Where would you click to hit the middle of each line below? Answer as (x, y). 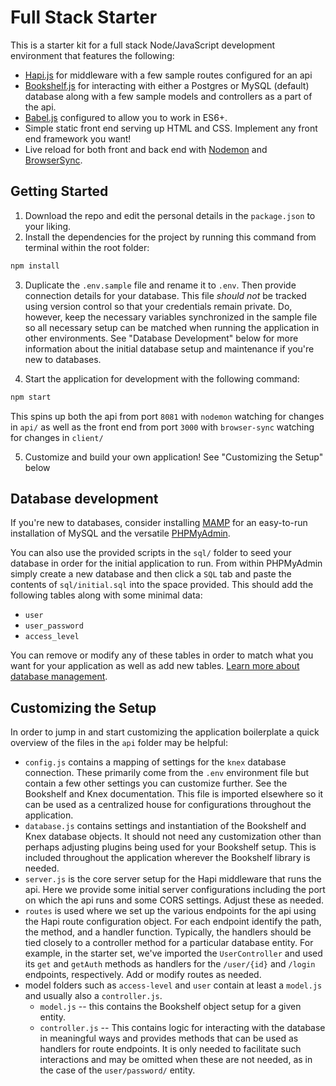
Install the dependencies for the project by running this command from (170, 237)
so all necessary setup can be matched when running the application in (172, 327)
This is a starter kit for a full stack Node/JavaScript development (143, 45)
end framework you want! (78, 138)
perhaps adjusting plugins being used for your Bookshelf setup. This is (170, 847)
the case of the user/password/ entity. (117, 1070)
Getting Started (59, 191)
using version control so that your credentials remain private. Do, (158, 306)
